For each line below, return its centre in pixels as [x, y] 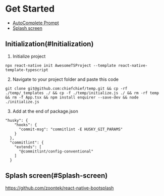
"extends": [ [28, 147]
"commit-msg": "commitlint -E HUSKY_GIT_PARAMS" [71, 129]
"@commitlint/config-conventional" [56, 151]
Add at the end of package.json [45, 111]
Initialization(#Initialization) [49, 44]
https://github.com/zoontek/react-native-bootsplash [60, 188]
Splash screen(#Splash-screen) [57, 176]
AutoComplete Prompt [36, 23]
